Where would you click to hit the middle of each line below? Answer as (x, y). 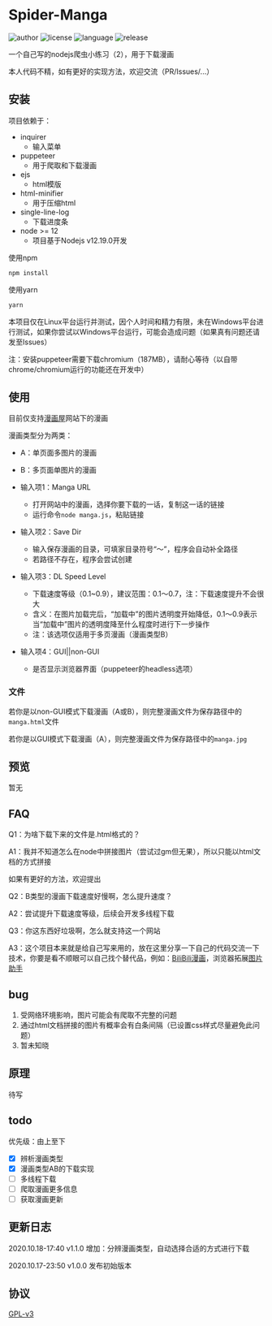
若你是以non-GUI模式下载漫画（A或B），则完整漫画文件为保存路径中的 (125, 711)
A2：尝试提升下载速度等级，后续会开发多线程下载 (91, 914)
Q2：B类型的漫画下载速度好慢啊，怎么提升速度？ (91, 896)
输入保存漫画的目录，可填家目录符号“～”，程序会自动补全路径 (135, 549)
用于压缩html (54, 203)
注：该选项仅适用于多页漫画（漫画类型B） (102, 634)
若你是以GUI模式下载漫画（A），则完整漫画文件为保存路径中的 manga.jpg (128, 739)
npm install (28, 273)
